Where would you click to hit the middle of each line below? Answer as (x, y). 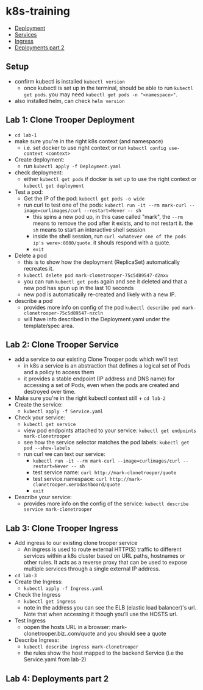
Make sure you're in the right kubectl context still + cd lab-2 (90, 398)
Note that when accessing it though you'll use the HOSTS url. (101, 614)
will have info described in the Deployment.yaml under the (97, 319)
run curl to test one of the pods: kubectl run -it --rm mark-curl (105, 205)
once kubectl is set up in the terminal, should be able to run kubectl (108, 88)
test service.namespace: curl (70, 479)
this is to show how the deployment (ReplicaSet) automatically (102, 262)
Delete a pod (30, 255)
